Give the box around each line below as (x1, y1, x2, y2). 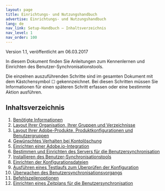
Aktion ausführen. (5, 89, 42, 95)
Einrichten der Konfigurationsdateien (12, 159, 89, 165)
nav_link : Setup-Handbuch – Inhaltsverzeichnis (5, 26, 107, 31)
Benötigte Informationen (12, 116, 63, 122)
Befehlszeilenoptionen (12, 175, 59, 181)
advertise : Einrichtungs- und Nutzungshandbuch (5, 16, 107, 21)
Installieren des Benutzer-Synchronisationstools (12, 154, 112, 160)
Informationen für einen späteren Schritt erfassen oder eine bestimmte (5, 84, 151, 90)
